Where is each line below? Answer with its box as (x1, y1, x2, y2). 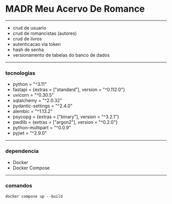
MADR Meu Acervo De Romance (5, 3, 145, 15)
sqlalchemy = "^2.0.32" (12, 98, 62, 104)
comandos (5, 182, 32, 189)
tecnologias (5, 70, 36, 77)
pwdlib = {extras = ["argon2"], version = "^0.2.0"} (12, 119, 118, 125)
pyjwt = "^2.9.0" (12, 130, 47, 136)
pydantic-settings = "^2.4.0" (12, 103, 73, 109)
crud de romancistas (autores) (12, 30, 77, 36)
